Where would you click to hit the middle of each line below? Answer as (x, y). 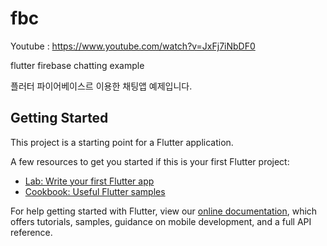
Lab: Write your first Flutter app (89, 181)
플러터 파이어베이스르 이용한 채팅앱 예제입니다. (101, 86)
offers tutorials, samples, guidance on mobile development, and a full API (161, 221)
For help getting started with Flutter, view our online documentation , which (164, 211)
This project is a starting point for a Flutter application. (122, 142)
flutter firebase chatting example (77, 65)
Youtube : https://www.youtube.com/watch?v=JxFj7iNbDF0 (133, 46)
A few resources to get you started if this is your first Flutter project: (150, 161)
